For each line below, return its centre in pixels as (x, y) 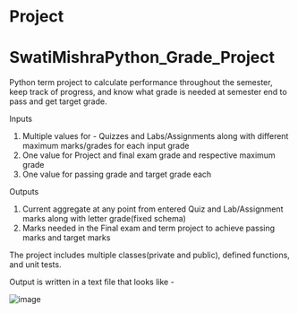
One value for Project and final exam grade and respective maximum (149, 155)
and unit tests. (35, 265)
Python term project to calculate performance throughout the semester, (141, 83)
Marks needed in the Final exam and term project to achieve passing (149, 228)
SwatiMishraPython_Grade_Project (142, 58)
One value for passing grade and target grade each (117, 174)
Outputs (24, 192)
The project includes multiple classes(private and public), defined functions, (150, 255)
